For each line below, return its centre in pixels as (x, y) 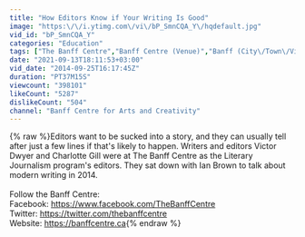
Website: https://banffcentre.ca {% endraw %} (95, 223)
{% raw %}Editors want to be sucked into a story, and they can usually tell (148, 136)
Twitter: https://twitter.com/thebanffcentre (89, 213)
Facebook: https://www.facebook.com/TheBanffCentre (113, 204)
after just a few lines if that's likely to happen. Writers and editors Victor (143, 146)
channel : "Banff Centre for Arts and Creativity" (105, 111)
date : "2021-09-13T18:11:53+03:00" (77, 60)
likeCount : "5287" (44, 94)
